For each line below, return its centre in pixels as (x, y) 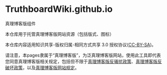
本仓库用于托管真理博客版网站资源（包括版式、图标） (60, 34)
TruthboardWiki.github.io (59, 9)
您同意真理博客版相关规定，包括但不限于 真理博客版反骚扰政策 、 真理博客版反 (83, 61)
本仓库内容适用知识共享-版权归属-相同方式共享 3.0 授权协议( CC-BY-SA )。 (81, 44)
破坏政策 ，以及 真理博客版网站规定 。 (42, 68)
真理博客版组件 (20, 23)
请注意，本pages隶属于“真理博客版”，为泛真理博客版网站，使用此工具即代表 (83, 55)
